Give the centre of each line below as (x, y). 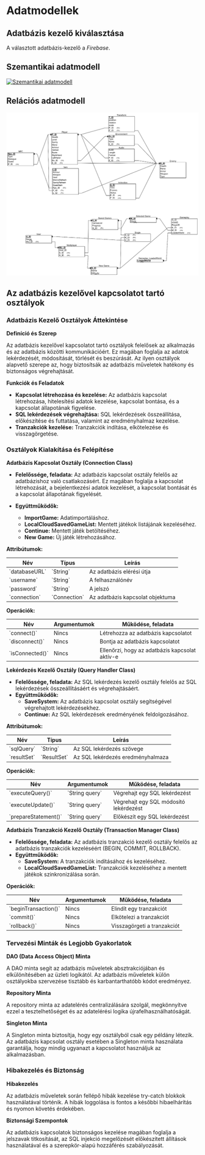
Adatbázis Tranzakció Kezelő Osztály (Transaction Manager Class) (93, 830)
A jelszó (99, 588)
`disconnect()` (27, 641)
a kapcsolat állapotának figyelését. (59, 494)
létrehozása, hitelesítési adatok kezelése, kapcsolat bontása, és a (97, 401)
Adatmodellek (43, 11)
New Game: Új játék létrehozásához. (70, 537)
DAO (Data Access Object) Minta (49, 956)
